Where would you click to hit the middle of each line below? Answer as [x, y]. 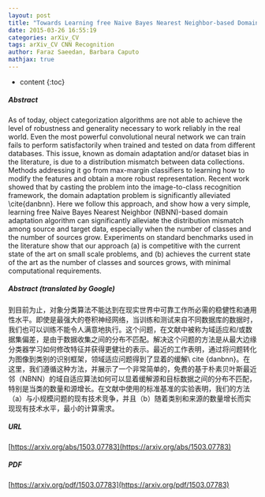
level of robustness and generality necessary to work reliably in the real [124, 128]
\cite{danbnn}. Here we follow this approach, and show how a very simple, [129, 204]
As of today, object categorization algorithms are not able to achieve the [125, 120]
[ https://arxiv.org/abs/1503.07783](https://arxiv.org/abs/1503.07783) [119, 447]
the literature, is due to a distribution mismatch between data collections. [127, 162]
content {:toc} [42, 82]
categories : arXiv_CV [44, 37]
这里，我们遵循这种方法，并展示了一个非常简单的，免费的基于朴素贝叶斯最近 [132, 368]
